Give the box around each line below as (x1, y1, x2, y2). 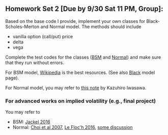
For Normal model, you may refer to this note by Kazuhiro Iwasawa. (5, 85, 147, 91)
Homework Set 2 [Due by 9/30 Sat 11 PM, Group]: (5, 5, 164, 13)
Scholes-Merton (5, 23, 40, 30)
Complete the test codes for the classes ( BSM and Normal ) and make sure (5, 54, 161, 60)
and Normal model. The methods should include (40, 23, 142, 30)
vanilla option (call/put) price (12, 33, 73, 39)
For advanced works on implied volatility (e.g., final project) (5, 97, 156, 104)
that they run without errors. (5, 59, 65, 66)
